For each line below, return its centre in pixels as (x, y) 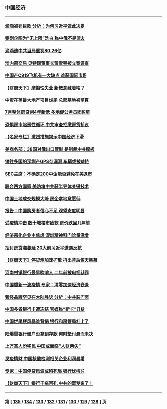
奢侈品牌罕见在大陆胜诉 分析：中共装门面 (47, 297)
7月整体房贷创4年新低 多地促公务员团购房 (48, 112)
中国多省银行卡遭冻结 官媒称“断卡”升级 (45, 309)
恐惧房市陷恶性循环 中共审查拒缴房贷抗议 (47, 124)
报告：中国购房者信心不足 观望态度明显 (45, 210)
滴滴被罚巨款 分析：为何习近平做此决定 (45, 26)
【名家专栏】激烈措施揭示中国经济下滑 (44, 137)
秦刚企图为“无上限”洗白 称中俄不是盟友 (45, 38)
